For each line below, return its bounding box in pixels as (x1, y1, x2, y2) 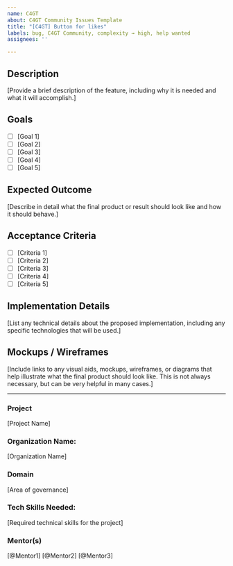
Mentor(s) (7, 535, 42, 545)
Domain (7, 469, 34, 479)
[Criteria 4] (17, 272, 49, 280)
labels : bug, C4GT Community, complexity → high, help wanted (7, 29, 191, 37)
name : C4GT (7, 10, 39, 17)
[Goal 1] (17, 132, 40, 140)
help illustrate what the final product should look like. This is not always (7, 372, 211, 381)
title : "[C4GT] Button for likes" (7, 23, 107, 30)
